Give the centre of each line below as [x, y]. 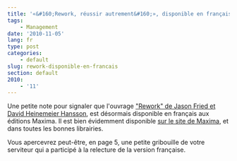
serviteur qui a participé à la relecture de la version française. [97, 150]
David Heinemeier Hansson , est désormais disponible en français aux [108, 114]
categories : [25, 54]
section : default [33, 73]
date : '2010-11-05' [36, 34]
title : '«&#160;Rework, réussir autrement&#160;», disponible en [105, 14]
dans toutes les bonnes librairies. [55, 129]
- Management [39, 27]
